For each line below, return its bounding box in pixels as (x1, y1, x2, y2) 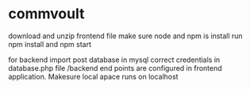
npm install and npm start (8, 39, 91, 48)
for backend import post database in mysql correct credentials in (8, 55, 221, 64)
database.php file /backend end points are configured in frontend (8, 63, 222, 72)
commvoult (8, 5, 85, 23)
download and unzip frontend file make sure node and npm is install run (8, 31, 244, 41)
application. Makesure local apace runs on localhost (8, 72, 179, 81)
